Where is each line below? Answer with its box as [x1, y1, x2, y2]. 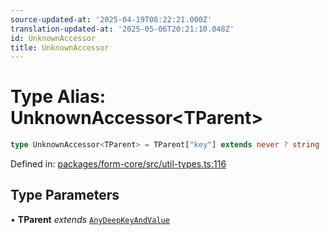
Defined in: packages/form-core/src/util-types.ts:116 [10, 158, 227, 170]
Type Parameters [10, 187, 120, 204]
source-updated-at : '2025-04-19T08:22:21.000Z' [10, 14, 213, 25]
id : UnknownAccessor [10, 33, 97, 43]
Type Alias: [10, 86, 107, 108]
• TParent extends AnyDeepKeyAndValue [10, 213, 170, 225]
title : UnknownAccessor [10, 42, 110, 53]
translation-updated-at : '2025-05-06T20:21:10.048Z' [10, 24, 235, 34]
